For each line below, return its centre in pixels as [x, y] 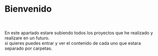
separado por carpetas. [29, 48]
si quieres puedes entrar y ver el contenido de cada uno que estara [73, 43]
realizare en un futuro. [27, 38]
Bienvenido [28, 9]
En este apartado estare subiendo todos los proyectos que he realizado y [79, 33]
